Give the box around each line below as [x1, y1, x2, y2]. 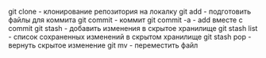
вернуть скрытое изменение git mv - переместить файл [8, 41, 199, 50]
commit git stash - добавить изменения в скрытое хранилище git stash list [8, 24, 258, 33]
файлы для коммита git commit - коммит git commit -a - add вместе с [8, 15, 244, 25]
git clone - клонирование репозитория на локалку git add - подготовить [8, 7, 252, 16]
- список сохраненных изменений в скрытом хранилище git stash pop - [8, 32, 252, 41]
